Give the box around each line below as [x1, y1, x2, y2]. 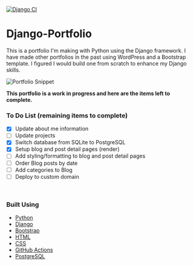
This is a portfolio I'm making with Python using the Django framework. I [6, 47, 186, 54]
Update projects [15, 132, 56, 139]
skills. [6, 66, 21, 73]
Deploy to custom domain [15, 173, 80, 180]
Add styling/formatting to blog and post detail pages [15, 152, 146, 160]
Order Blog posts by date [15, 159, 78, 167]
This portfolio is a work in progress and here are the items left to [6, 90, 171, 97]
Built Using [6, 200, 39, 208]
